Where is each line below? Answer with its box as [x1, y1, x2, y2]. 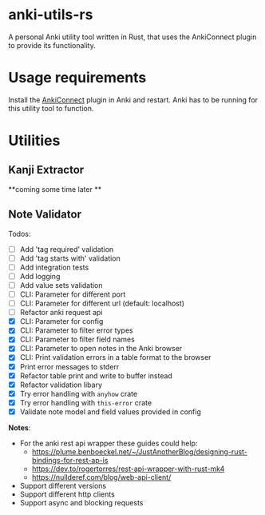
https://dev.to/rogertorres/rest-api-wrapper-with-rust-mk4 [31, 464, 225, 473]
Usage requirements [8, 69, 147, 87]
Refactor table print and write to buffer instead [19, 370, 173, 381]
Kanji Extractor [8, 163, 85, 177]
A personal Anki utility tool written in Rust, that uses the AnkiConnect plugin [8, 32, 257, 42]
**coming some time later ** [8, 184, 102, 194]
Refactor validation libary [19, 380, 102, 389]
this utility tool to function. [8, 103, 94, 113]
